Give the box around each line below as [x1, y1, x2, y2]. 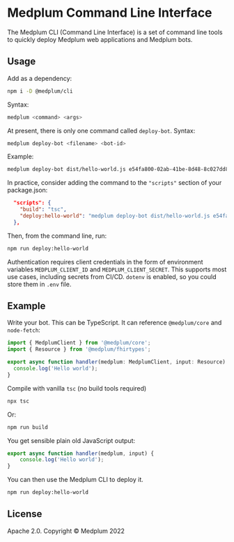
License [7, 508, 42, 520]
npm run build [7, 423, 49, 430]
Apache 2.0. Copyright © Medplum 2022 [7, 527, 125, 535]
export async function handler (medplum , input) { [7, 450, 155, 457]
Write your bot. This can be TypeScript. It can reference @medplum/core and [7, 319, 222, 327]
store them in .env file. [7, 280, 72, 288]
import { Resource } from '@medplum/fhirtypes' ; [7, 346, 151, 353]
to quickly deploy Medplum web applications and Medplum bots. [7, 35, 193, 43]
